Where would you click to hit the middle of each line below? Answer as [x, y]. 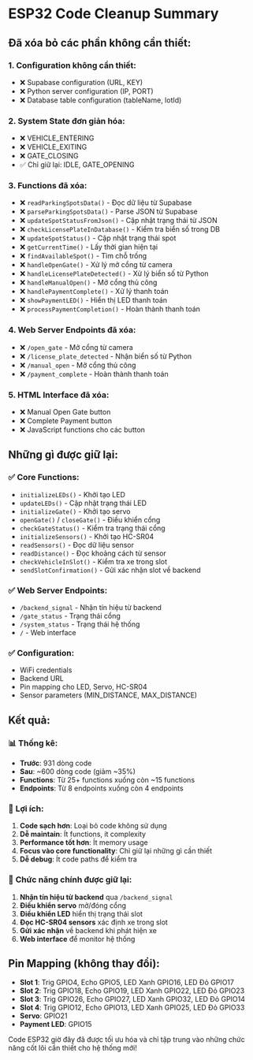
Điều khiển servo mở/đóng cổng [73, 905]
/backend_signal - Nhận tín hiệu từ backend [90, 608]
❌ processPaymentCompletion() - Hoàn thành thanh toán [110, 309]
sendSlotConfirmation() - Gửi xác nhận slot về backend [110, 570]
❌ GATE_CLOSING [49, 156]
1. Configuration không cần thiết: [72, 65]
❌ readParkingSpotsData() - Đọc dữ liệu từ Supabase [106, 203]
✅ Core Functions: [44, 478]
